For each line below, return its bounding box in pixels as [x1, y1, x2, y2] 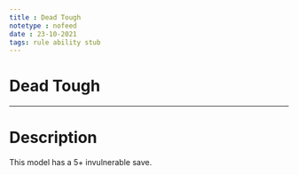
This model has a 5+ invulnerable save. [9, 157, 153, 168]
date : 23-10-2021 [9, 29, 77, 38]
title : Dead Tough [9, 12, 82, 22]
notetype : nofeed [9, 21, 77, 30]
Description [9, 128, 98, 147]
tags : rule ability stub [9, 37, 101, 47]
